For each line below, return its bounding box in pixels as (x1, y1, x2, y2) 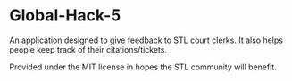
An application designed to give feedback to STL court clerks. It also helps (9, 35, 284, 45)
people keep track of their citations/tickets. (9, 44, 168, 54)
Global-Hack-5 (9, 5, 121, 26)
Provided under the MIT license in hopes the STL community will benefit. (9, 61, 277, 72)
